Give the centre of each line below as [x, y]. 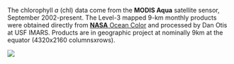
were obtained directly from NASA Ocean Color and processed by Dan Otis [117, 25]
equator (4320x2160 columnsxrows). [61, 40]
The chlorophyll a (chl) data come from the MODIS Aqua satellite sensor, [113, 10]
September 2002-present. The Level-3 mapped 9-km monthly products [112, 18]
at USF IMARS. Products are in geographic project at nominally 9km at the [115, 32]
